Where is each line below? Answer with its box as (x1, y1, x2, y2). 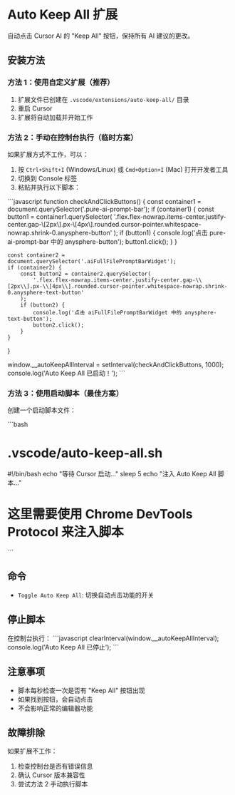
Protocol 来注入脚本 (7, 524, 125, 540)
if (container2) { (7, 264, 62, 271)
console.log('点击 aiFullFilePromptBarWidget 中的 (33, 309, 182, 316)
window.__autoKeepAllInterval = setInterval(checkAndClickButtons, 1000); (7, 360, 224, 369)
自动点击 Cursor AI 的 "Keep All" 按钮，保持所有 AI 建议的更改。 (7, 31, 194, 40)
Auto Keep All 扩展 (7, 6, 118, 23)
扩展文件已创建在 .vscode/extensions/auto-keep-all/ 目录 (17, 95, 189, 103)
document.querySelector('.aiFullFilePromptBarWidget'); (7, 257, 177, 265)
